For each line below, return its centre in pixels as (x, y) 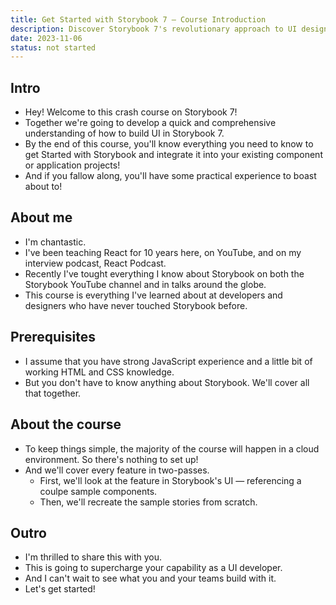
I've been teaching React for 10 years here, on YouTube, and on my (163, 252)
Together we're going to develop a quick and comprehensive (150, 123)
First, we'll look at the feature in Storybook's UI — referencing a (170, 480)
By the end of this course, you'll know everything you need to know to (169, 144)
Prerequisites (53, 337)
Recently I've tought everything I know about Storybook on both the (164, 273)
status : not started (53, 47)
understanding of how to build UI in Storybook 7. (124, 133)
